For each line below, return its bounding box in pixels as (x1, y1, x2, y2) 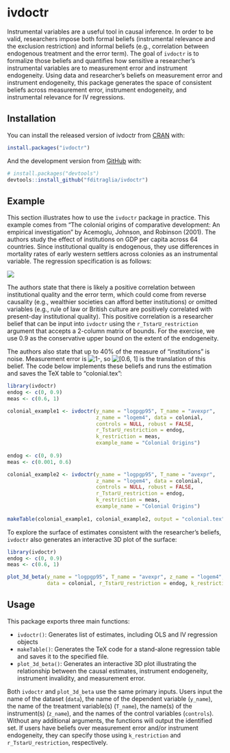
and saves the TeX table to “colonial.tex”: (7, 369, 123, 378)
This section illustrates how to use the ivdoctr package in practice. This (7, 214, 210, 222)
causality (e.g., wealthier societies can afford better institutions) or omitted (7, 298, 218, 306)
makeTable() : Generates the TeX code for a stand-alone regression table (16, 645, 220, 653)
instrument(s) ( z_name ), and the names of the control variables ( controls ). (7, 709, 214, 717)
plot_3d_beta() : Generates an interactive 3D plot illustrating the (16, 659, 197, 667)
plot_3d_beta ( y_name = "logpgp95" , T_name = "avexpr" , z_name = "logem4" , (7, 573, 225, 580)
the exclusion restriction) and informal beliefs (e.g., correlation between (7, 42, 209, 50)
